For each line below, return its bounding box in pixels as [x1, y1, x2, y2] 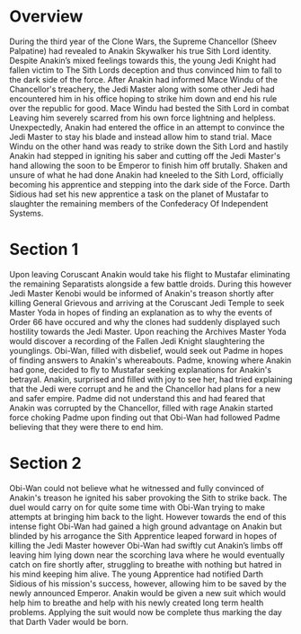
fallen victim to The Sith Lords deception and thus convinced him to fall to [9, 65, 282, 75]
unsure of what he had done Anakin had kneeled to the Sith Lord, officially [9, 169, 284, 181]
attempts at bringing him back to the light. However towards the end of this [9, 511, 287, 522]
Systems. [9, 207, 44, 218]
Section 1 [9, 240, 79, 260]
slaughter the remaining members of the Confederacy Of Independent [9, 198, 269, 208]
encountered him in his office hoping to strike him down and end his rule [9, 92, 278, 104]
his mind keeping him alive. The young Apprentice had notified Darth [9, 568, 263, 579]
